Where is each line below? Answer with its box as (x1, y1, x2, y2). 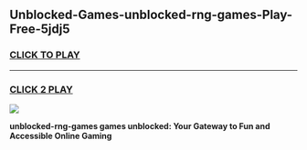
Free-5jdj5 (9, 22, 70, 37)
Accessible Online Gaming (9, 130, 112, 141)
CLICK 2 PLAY (9, 83, 73, 95)
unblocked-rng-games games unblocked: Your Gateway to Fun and (9, 120, 270, 131)
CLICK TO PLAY (9, 49, 80, 62)
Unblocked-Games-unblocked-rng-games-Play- (9, 7, 293, 23)
